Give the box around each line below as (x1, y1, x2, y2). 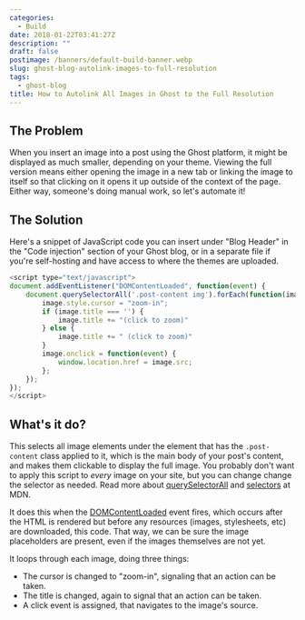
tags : (9, 73, 30, 82)
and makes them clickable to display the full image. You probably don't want (9, 460, 295, 471)
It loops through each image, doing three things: (9, 554, 190, 565)
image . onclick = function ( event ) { (42, 349, 177, 358)
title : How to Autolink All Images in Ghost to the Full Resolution (9, 89, 274, 98)
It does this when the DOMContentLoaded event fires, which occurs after (9, 506, 283, 518)
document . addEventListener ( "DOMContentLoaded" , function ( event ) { (9, 282, 266, 291)
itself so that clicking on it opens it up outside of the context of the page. (9, 176, 281, 187)
